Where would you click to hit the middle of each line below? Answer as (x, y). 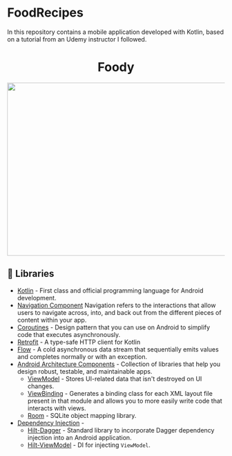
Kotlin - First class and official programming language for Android (110, 290)
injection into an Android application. (80, 437)
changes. (41, 386)
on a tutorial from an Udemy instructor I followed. (77, 39)
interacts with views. (57, 408)
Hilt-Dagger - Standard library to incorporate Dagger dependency (121, 430)
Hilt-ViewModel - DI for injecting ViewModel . (89, 445)
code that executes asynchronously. (69, 334)
